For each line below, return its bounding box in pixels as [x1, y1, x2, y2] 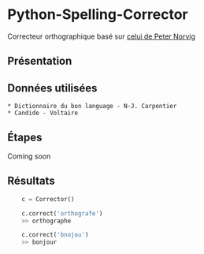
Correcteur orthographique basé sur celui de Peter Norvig [7, 32, 196, 41]
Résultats [7, 174, 56, 188]
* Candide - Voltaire [7, 109, 79, 118]
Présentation [7, 54, 72, 68]
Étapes [7, 130, 43, 144]
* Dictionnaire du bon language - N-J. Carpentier [7, 103, 177, 110]
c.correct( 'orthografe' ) [21, 209, 103, 218]
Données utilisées [7, 81, 98, 95]
